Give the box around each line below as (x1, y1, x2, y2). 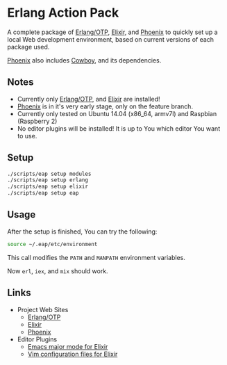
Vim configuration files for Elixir (27, 350, 118, 358)
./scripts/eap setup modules (7, 170, 92, 177)
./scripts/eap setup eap (7, 190, 79, 197)
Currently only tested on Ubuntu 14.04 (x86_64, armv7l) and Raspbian (17, 109, 217, 117)
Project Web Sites (17, 305, 69, 314)
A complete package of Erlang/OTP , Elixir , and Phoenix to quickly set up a (7, 28, 218, 36)
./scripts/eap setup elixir (7, 183, 89, 190)
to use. (17, 131, 37, 140)
